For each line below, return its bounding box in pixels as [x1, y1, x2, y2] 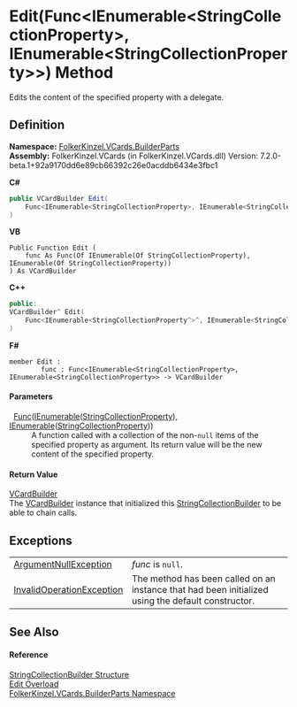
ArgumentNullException [13, 558, 112, 571]
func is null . [131, 558, 183, 571]
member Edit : [9, 357, 62, 366]
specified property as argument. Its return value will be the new [31, 440, 263, 450]
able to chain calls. [9, 507, 78, 519]
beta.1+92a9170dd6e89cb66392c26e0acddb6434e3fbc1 [9, 159, 218, 170]
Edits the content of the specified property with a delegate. [9, 91, 225, 103]
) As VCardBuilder [9, 267, 77, 276]
